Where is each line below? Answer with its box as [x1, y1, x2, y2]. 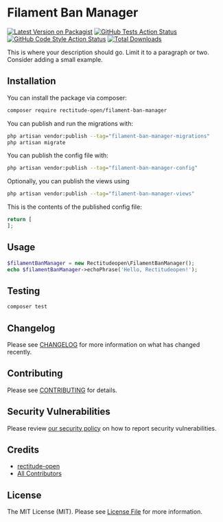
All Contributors [16, 469, 62, 478]
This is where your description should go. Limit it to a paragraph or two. [7, 48, 209, 56]
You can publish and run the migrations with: [7, 119, 134, 128]
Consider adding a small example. [7, 55, 103, 63]
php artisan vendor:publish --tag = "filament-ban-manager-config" [7, 165, 198, 172]
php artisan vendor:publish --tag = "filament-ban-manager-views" [7, 190, 195, 197]
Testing [7, 285, 40, 297]
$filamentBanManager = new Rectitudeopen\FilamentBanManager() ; [7, 260, 195, 266]
